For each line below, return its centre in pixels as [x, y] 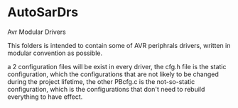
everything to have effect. [45, 97]
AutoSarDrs [43, 12]
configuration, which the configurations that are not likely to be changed [113, 74]
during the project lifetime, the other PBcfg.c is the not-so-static [101, 81]
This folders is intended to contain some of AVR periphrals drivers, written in [119, 45]
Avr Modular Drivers [37, 32]
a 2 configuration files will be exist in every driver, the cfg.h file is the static [117, 66]
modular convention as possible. [55, 53]
